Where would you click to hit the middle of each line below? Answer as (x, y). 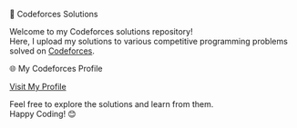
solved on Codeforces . (52, 51)
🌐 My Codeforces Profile (56, 69)
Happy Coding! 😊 (43, 114)
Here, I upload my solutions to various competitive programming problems (149, 41)
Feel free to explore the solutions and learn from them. (112, 104)
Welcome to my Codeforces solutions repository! (101, 31)
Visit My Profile (38, 87)
